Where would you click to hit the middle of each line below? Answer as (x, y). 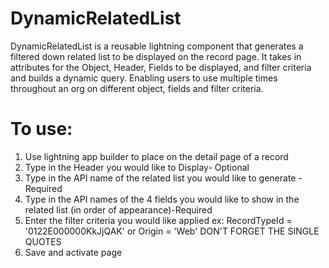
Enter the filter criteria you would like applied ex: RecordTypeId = (158, 220)
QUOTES (43, 241)
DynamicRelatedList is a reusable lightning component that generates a (157, 46)
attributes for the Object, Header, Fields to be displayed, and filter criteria (161, 67)
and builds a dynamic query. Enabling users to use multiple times (144, 78)
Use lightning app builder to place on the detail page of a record (156, 156)
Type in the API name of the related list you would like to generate (160, 178)
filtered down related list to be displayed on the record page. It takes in (156, 56)
